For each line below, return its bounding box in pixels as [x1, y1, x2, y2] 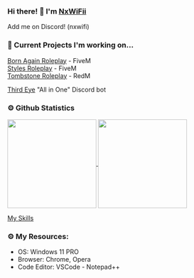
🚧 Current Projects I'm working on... [7, 40, 134, 50]
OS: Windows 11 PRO [17, 248, 80, 256]
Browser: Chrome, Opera [17, 255, 91, 264]
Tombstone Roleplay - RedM [7, 71, 91, 80]
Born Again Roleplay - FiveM [7, 56, 91, 65]
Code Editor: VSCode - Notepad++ [17, 262, 121, 272]
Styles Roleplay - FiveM [7, 64, 77, 72]
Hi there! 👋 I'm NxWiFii [7, 6, 87, 16]
